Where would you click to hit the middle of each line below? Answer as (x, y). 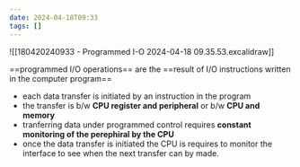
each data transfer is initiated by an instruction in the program (137, 96)
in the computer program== (61, 78)
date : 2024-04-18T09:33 (54, 18)
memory (39, 115)
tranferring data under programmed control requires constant (137, 124)
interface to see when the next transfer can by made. (121, 153)
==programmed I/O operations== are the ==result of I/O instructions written (150, 69)
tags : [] (26, 26)
